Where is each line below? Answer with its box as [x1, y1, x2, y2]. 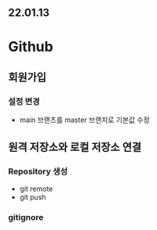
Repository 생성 [8, 166, 68, 177]
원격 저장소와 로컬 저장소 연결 [8, 140, 142, 153]
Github [8, 38, 53, 56]
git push [19, 192, 46, 202]
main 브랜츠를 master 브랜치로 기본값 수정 [19, 115, 151, 124]
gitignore [8, 211, 44, 222]
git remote [19, 184, 53, 193]
